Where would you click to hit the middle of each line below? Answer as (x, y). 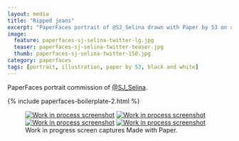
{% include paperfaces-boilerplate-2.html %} (74, 101)
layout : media (28, 14)
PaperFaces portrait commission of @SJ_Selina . (78, 87)
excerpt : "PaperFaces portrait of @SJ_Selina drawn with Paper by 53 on (117, 27)
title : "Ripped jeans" (41, 21)
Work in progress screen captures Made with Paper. (101, 130)
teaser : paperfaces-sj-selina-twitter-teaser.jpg (89, 47)
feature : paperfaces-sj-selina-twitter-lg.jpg (84, 41)
